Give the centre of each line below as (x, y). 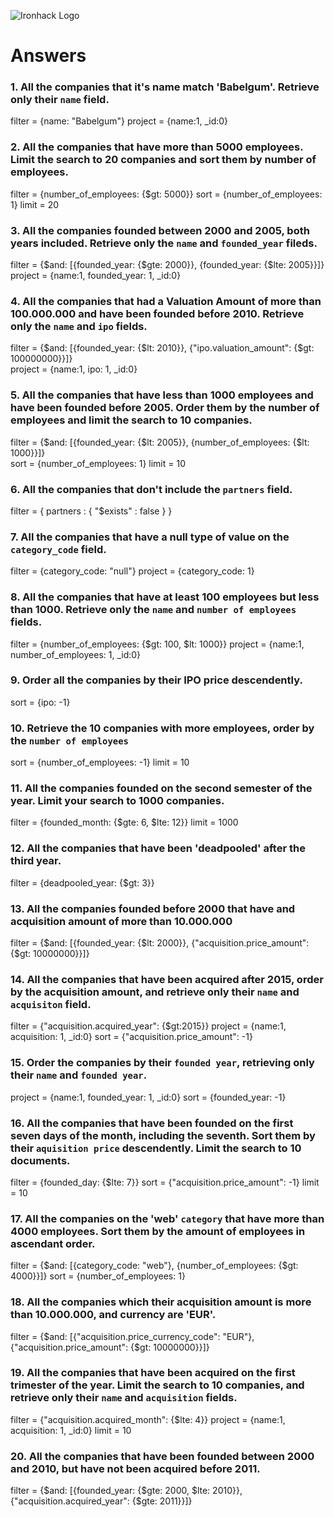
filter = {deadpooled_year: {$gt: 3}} (82, 882)
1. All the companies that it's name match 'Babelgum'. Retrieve (165, 87)
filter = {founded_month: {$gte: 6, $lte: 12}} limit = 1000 (124, 822)
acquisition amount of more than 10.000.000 (121, 921)
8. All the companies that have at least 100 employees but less (165, 597)
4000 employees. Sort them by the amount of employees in (158, 1231)
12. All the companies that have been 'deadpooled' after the (158, 848)
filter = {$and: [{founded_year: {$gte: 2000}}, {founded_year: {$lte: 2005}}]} (167, 265)
